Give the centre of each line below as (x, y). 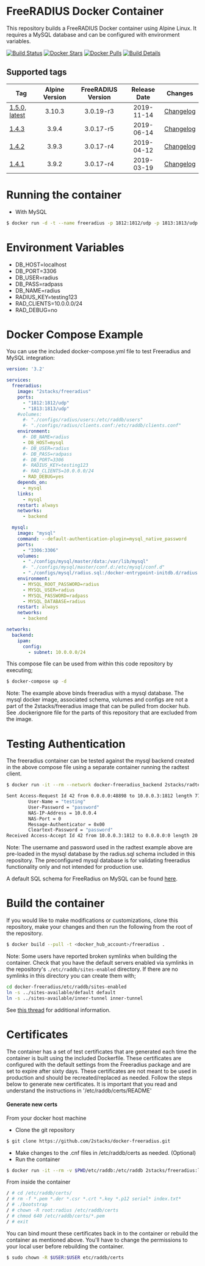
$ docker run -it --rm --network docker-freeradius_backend (85, 785)
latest (17, 115)
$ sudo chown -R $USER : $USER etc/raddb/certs (65, 1257)
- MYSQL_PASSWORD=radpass (55, 596)
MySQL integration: (31, 358)
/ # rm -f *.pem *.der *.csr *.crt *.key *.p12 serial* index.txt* (94, 1199)
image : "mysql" (37, 533)
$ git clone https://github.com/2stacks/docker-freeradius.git (88, 1141)
